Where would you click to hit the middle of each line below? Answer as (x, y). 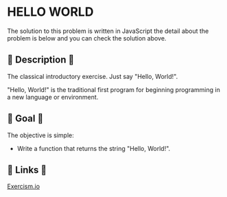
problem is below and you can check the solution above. (87, 38)
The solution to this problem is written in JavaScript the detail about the (108, 31)
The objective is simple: (40, 135)
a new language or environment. (53, 97)
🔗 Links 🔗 (27, 170)
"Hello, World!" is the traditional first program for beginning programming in (114, 89)
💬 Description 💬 (41, 60)
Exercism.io (23, 187)
